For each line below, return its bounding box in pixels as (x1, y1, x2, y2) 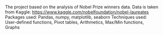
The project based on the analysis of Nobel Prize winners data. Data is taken (5, 4, 159, 10)
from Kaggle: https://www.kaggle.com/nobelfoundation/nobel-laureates (5, 9, 149, 15)
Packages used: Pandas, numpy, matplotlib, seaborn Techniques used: (5, 14, 147, 20)
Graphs (5, 24, 20, 30)
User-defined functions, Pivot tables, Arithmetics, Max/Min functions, (5, 19, 145, 25)
